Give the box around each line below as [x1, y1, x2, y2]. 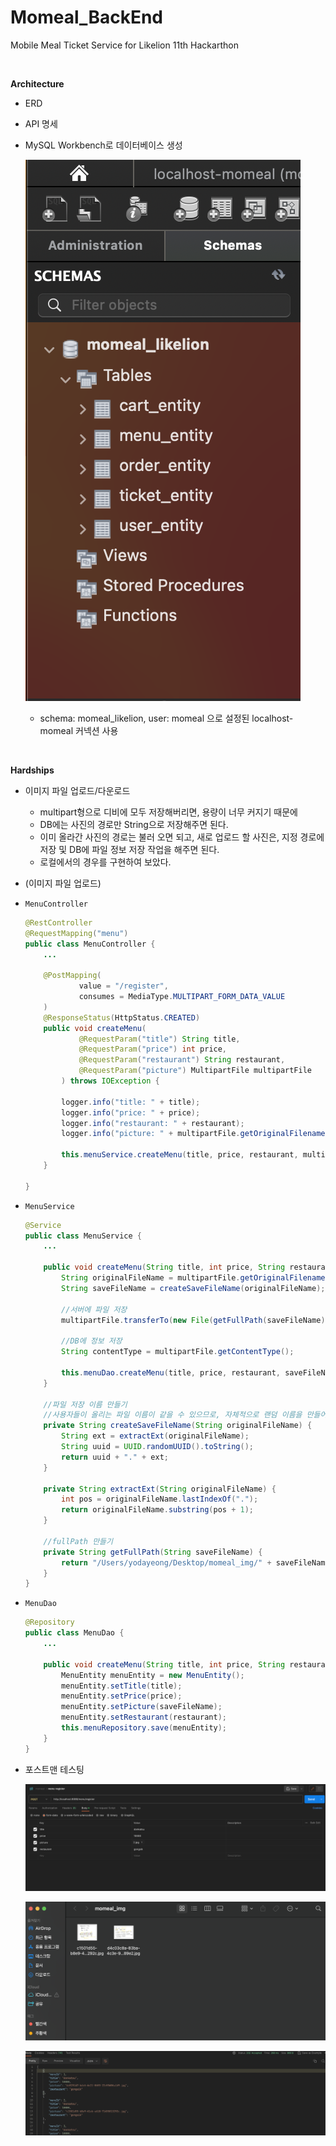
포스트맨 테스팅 [24, 1763, 85, 1775]
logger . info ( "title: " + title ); [61, 1097, 201, 1107]
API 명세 [24, 117, 58, 130]
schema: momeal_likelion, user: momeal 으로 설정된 [39, 712, 250, 724]
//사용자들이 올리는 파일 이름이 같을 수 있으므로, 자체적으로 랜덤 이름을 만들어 [43, 1410, 328, 1420]
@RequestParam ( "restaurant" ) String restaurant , [78, 1055, 286, 1065]
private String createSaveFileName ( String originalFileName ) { [43, 1421, 313, 1431]
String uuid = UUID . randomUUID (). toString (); [61, 1442, 254, 1452]
